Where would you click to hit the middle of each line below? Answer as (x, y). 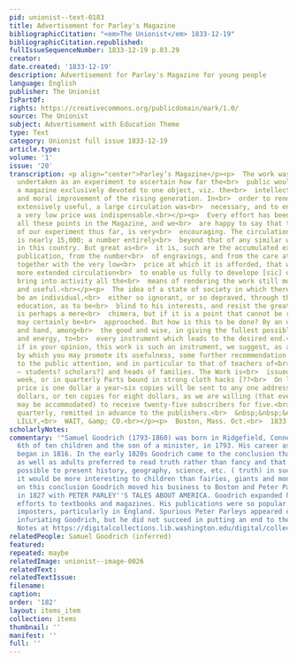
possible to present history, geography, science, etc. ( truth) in (146, 471)
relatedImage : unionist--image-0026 (76, 561)
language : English (43, 83)
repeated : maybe (39, 553)
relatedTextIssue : (43, 578)
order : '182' (33, 603)
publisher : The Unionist (55, 91)
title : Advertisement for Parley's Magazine (92, 26)
